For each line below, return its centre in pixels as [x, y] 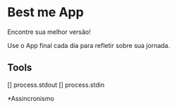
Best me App [45, 12]
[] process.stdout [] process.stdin [56, 85]
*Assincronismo [31, 98]
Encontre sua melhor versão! [49, 32]
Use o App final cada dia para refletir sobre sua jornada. [89, 45]
